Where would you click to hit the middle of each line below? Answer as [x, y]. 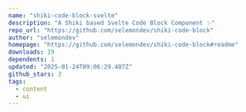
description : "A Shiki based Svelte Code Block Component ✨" [112, 23]
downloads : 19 [32, 52]
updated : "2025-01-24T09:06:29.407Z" [70, 67]
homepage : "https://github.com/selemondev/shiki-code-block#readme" [123, 45]
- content [31, 89]
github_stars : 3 [35, 74]
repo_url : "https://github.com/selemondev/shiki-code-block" [111, 30]
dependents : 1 [32, 60]
